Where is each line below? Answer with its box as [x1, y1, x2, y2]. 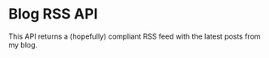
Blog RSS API [8, 5, 99, 23]
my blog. [8, 39, 38, 49]
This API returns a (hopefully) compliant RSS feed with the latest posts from [8, 31, 261, 41]
